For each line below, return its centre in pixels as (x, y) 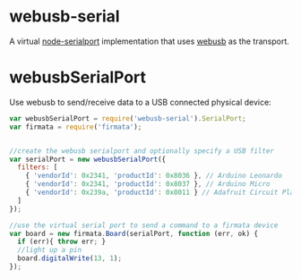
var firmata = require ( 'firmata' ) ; (76, 127)
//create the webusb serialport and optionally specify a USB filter (142, 151)
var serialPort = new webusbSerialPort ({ (88, 159)
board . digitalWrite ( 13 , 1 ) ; (70, 258)
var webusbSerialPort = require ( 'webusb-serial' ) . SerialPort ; (128, 118)
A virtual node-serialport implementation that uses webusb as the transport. (149, 41)
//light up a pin (50, 250)
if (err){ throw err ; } (61, 242)
